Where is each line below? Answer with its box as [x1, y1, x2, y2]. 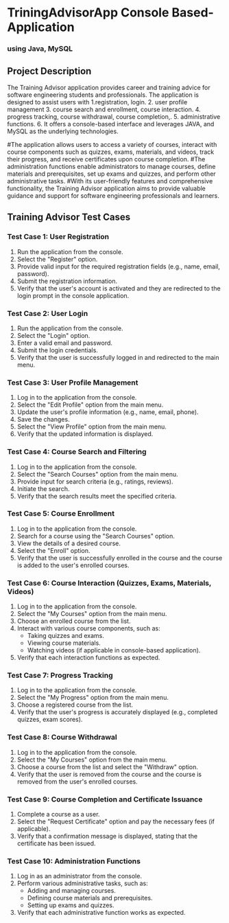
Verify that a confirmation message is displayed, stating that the [16, 832, 197, 840]
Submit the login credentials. [16, 345, 98, 354]
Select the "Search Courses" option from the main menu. [16, 470, 178, 478]
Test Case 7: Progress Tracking [7, 671, 113, 681]
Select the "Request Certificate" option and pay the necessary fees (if [16, 817, 215, 825]
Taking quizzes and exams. [27, 632, 105, 640]
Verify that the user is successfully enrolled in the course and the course [16, 554, 223, 562]
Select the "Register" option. [16, 255, 98, 263]
